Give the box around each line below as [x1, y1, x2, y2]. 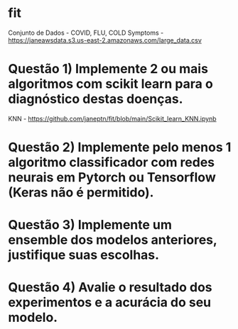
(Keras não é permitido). [8, 184, 154, 201]
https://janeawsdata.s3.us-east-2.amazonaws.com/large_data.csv [8, 35, 202, 44]
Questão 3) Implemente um [8, 217, 173, 233]
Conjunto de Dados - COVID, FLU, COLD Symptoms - [8, 28, 164, 37]
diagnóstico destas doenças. [8, 91, 183, 107]
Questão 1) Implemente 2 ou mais [8, 61, 209, 77]
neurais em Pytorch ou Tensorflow [8, 169, 216, 186]
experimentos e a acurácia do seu [8, 294, 212, 311]
